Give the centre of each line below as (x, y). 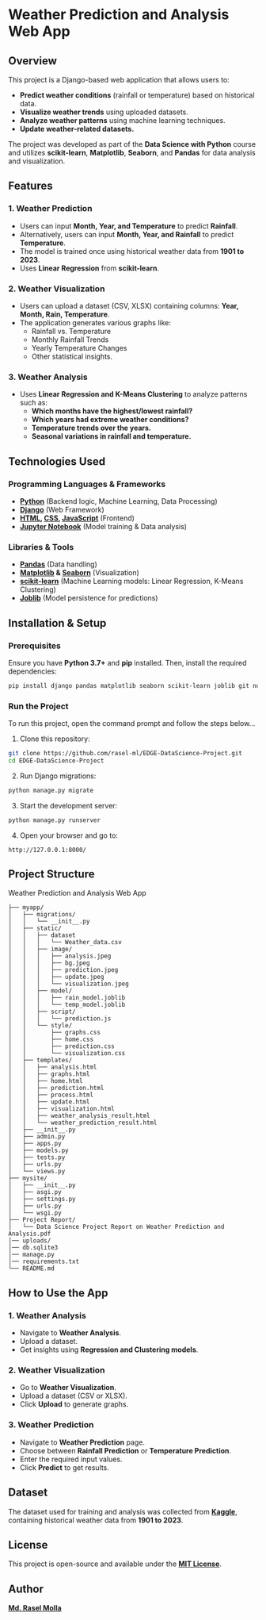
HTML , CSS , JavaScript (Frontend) (77, 518)
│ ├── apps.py (35, 1144)
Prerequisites (34, 646)
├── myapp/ (26, 908)
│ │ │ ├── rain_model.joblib (67, 998)
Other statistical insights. (72, 356)
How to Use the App (58, 1293)
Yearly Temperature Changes (79, 347)
